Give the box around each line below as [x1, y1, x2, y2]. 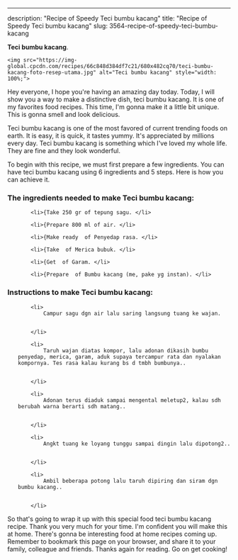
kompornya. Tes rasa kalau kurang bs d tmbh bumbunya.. [17, 359, 186, 366]
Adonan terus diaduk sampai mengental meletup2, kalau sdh [43, 396, 221, 404]
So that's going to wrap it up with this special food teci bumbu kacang [7, 515, 212, 523]
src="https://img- [23, 57, 78, 64]
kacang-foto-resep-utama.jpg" [7, 69, 97, 76]
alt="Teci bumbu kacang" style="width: [98, 69, 217, 76]
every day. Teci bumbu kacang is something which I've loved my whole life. [7, 139, 228, 147]
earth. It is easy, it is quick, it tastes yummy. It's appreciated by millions [7, 132, 215, 140]
